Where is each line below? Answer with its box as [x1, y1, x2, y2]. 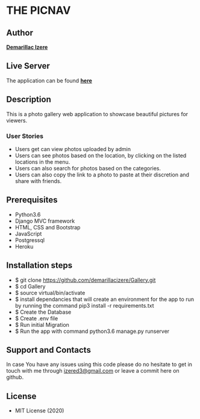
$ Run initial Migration [14, 321, 69, 328]
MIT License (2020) [14, 407, 64, 414]
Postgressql [14, 236, 45, 244]
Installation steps [6, 260, 73, 271]
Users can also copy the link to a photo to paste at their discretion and [14, 171, 190, 178]
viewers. [6, 117, 28, 124]
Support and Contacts [6, 344, 92, 355]
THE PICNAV [6, 4, 71, 17]
